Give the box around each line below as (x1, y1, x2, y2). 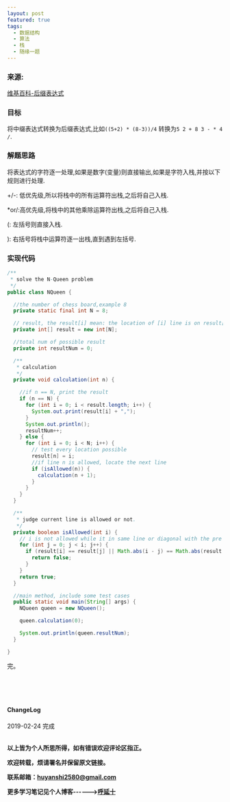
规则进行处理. (7, 176, 46, 185)
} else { (19, 434, 44, 440)
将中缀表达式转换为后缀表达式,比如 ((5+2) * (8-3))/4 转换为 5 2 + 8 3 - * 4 (7, 125, 223, 133)
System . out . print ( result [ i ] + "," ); (31, 408, 136, 415)
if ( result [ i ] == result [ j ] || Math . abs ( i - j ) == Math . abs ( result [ (25, 548, 225, 555)
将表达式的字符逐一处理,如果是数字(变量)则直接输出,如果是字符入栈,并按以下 (7, 167, 221, 176)
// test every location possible (31, 447, 127, 453)
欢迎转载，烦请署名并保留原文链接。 (7, 758, 110, 766)
